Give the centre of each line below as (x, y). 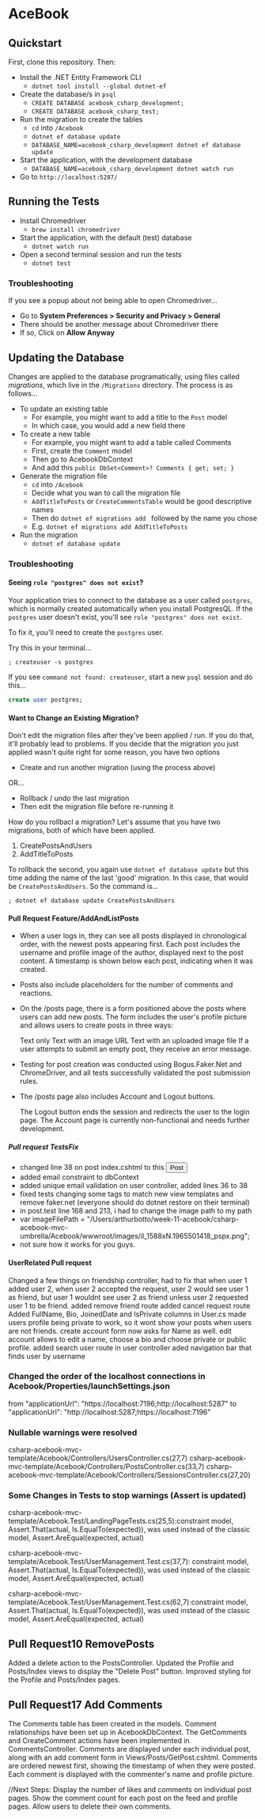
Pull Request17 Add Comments (85, 1705)
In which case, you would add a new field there (108, 425)
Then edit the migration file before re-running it (97, 807)
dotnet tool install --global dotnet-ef (99, 86)
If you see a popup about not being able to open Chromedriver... (113, 301)
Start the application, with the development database (106, 160)
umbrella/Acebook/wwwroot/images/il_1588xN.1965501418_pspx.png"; (135, 1236)
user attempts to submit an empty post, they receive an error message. (135, 1049)
